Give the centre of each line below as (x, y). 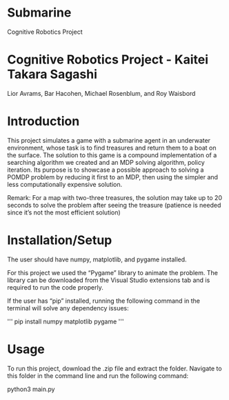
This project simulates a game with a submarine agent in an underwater (109, 140)
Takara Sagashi (52, 74)
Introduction (43, 121)
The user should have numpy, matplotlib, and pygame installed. (97, 259)
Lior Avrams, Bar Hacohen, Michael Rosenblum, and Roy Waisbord (101, 93)
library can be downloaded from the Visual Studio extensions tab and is (109, 280)
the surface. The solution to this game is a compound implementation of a (112, 155)
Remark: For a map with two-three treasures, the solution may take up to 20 (115, 197)
